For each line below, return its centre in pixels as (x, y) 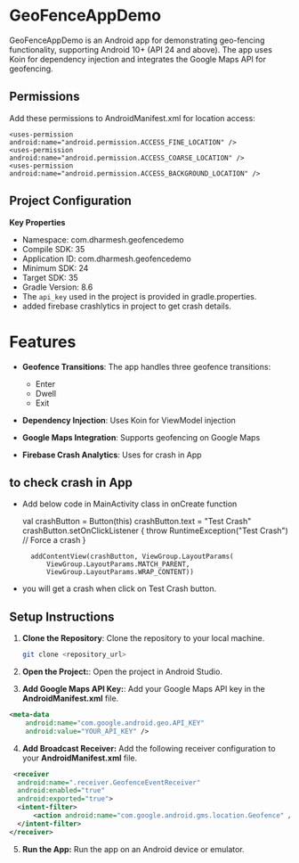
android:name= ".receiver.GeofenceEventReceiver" (109, 782)
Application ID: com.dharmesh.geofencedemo (106, 259)
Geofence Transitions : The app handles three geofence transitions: (146, 366)
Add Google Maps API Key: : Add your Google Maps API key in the (143, 689)
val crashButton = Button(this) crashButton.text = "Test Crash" (137, 522)
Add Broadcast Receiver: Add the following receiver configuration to (149, 748)
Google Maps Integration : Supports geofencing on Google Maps (141, 437)
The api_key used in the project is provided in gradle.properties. (139, 296)
